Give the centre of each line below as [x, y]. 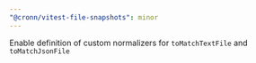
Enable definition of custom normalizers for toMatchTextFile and [129, 43]
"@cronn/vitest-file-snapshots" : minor [84, 17]
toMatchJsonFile [40, 51]
